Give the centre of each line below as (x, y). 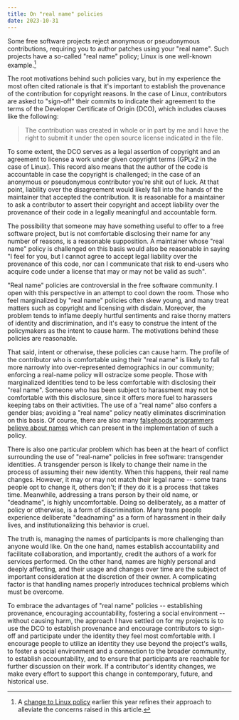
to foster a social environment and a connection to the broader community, (117, 651)
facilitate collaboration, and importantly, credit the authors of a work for (112, 554)
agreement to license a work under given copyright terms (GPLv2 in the (112, 159)
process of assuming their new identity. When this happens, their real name (118, 472)
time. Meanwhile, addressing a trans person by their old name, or (103, 495)
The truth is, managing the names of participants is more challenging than (116, 539)
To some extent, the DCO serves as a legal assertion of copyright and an (114, 152)
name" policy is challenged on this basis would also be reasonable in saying (118, 249)
